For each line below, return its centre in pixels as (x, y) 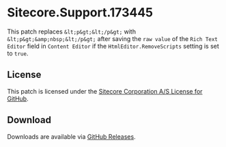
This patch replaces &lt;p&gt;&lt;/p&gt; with (72, 31)
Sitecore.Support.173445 (80, 13)
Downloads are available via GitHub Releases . (71, 136)
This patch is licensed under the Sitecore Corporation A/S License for (105, 91)
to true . (18, 53)
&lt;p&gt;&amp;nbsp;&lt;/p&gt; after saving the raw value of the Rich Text (113, 38)
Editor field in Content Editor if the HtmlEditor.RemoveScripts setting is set (113, 46)
